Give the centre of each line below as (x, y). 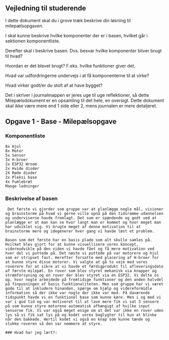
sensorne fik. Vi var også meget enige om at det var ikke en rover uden (84, 310)
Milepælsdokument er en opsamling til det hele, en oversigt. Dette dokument (85, 100)
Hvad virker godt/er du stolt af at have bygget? (54, 85)
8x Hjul (13, 146)
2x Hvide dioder (22, 168)
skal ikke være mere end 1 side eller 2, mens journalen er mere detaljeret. (81, 106)
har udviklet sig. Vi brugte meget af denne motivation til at (73, 227)
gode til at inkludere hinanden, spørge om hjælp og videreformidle (79, 288)
